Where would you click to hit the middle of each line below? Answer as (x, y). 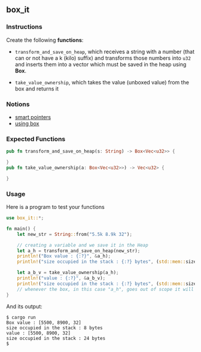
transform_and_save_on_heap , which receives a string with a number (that (105, 51)
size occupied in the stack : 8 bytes (54, 328)
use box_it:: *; (25, 218)
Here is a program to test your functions (55, 207)
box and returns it (36, 89)
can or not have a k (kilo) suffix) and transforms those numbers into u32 (103, 58)
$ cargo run (21, 317)
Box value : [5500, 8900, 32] (44, 323)
